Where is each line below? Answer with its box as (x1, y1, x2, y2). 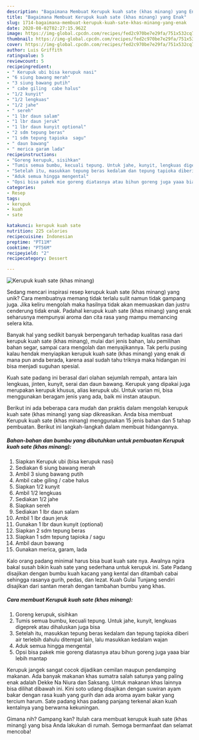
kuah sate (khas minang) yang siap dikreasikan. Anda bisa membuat (6, 411, 173, 418)
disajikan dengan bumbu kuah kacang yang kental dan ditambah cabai (6, 570, 178, 577)
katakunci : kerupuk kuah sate (6, 223, 81, 229)
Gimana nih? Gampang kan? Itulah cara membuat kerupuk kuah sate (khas (6, 716, 188, 723)
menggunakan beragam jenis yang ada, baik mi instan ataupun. (6, 393, 161, 400)
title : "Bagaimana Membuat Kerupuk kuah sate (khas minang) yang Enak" (6, 14, 187, 20)
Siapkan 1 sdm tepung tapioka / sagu (15, 533, 105, 541)
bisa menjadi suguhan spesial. (6, 363, 80, 370)
